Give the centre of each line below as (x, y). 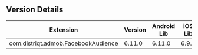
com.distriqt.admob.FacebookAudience (64, 43)
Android (164, 26)
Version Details (35, 10)
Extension (64, 30)
